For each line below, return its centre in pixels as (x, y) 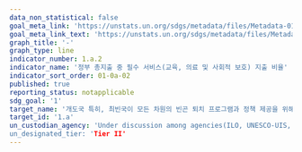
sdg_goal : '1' (36, 101)
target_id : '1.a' (42, 117)
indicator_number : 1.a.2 (56, 59)
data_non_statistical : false (64, 17)
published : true (40, 84)
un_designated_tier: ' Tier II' (68, 134)
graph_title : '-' (42, 42)
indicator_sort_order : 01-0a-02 (70, 76)
